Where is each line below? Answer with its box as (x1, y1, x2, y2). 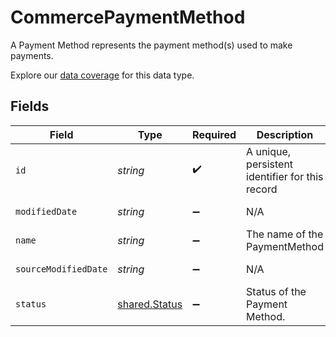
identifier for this (246, 169, 324, 183)
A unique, (246, 144, 292, 158)
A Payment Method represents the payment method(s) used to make (10, 39, 293, 51)
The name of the (246, 227, 324, 241)
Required (192, 127, 237, 141)
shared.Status (117, 297, 183, 311)
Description (256, 127, 314, 141)
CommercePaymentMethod (10, 6, 246, 29)
